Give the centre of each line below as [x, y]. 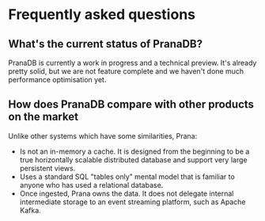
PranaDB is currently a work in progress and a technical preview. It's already [132, 63]
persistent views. [47, 168]
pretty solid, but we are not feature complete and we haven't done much [126, 71]
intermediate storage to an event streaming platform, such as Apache [132, 202]
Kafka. [30, 210]
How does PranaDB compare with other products [131, 105]
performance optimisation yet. [57, 80]
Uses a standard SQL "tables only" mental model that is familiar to [127, 177]
